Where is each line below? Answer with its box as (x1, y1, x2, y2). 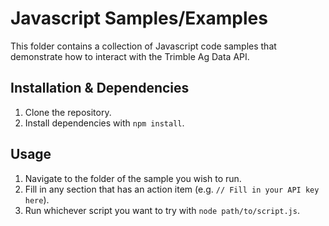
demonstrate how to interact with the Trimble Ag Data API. (10, 50, 250, 62)
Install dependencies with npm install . (24, 117, 185, 129)
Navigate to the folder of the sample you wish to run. (24, 172, 242, 184)
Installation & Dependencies (10, 80, 190, 97)
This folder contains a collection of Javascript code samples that (10, 40, 277, 52)
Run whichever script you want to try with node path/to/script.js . (24, 204, 300, 216)
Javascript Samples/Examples (10, 7, 268, 30)
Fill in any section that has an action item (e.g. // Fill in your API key (24, 183, 320, 195)
